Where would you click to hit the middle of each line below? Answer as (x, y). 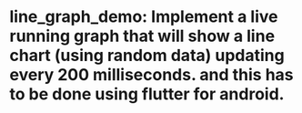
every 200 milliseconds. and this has (151, 75)
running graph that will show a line (142, 36)
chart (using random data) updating (147, 56)
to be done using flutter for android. (147, 94)
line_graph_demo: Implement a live (144, 17)
